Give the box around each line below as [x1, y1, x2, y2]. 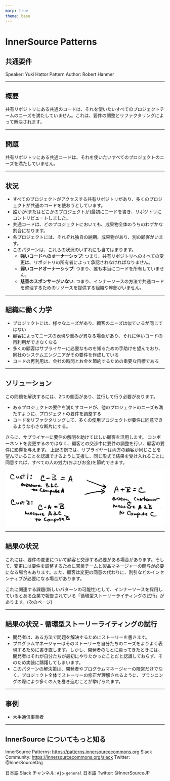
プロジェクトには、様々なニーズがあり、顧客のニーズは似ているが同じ [12, 320, 158, 326]
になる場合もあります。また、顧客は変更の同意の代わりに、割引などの [5, 569, 151, 575]
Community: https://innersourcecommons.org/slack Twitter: [5, 754, 130, 760]
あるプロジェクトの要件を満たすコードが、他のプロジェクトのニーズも [12, 404, 159, 410]
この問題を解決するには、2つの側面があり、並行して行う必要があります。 [5, 393, 158, 400]
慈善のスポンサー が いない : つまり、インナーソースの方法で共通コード [20, 278, 164, 284]
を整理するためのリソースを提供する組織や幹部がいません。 [20, 284, 144, 291]
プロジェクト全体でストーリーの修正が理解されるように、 [21, 672, 142, 678]
